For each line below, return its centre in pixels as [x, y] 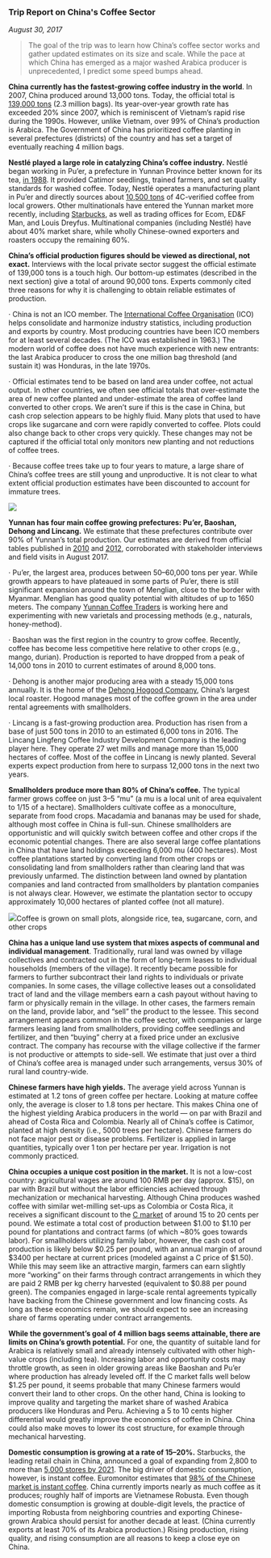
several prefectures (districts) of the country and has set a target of [120, 138]
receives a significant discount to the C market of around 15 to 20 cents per [134, 1215]
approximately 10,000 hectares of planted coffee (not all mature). [116, 902]
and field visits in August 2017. [58, 557]
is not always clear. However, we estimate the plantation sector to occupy [130, 893]
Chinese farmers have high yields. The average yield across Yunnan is [127, 1087]
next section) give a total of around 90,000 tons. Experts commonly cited [130, 282]
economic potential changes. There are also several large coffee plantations [135, 842]
